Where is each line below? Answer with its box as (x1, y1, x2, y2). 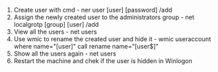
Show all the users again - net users (13, 49, 117, 58)
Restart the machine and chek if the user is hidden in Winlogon (13, 57, 192, 64)
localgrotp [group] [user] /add (13, 21, 99, 28)
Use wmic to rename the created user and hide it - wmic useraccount (13, 35, 212, 43)
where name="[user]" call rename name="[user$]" (13, 43, 159, 50)
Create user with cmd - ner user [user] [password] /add (13, 6, 172, 14)
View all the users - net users (13, 27, 97, 36)
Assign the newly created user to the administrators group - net (13, 13, 195, 21)
